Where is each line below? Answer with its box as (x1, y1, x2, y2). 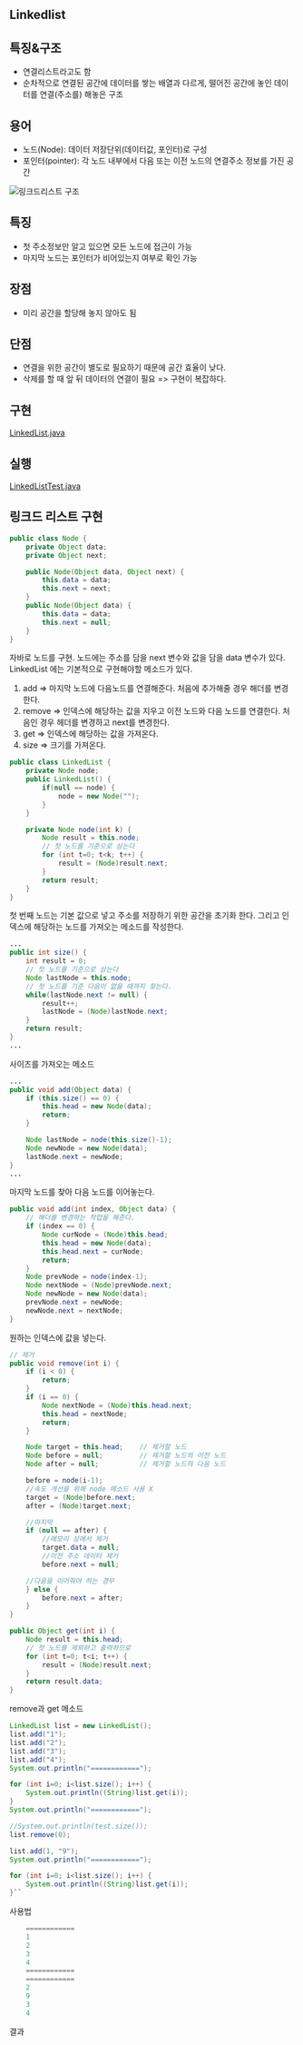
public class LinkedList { (9, 758, 112, 767)
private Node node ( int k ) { (25, 825, 132, 834)
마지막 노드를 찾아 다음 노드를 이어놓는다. (9, 1186, 155, 1197)
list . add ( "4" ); (9, 1755, 67, 1764)
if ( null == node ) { (42, 783, 116, 793)
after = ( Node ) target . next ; (25, 1501, 132, 1511)
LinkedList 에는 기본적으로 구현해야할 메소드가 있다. (9, 663, 193, 675)
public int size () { (9, 948, 88, 958)
